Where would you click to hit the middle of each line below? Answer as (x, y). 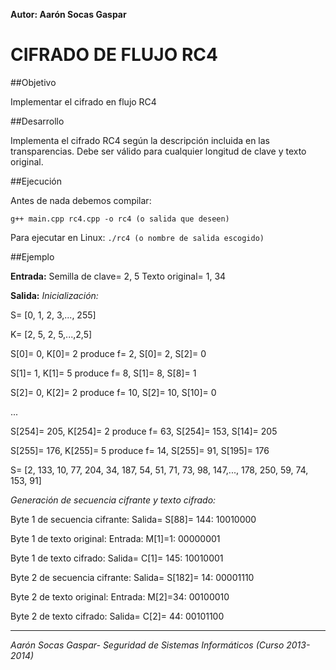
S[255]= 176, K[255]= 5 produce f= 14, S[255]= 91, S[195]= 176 (140, 450)
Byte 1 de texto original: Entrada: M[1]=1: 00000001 (115, 538)
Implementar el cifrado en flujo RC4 (83, 101)
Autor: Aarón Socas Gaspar (68, 14)
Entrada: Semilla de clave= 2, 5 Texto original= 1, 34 (118, 276)
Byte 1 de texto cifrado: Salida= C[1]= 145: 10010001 (117, 558)
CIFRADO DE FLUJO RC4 (114, 55)
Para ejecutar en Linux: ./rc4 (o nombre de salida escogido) (137, 237)
